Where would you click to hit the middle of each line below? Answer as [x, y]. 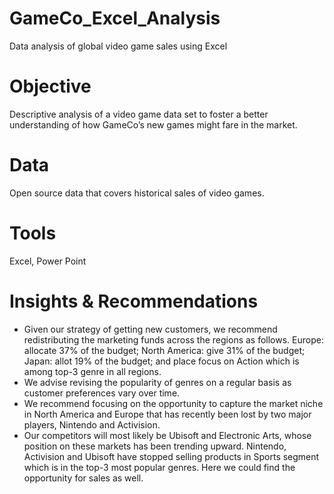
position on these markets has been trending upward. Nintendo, [155, 446]
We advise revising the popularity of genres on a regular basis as [157, 382]
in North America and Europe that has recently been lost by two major [167, 414]
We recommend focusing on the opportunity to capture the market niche [173, 403]
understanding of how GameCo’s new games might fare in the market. [153, 124]
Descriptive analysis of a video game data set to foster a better [139, 114]
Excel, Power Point [48, 261]
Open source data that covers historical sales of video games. [137, 193]
